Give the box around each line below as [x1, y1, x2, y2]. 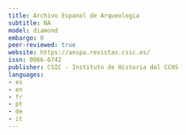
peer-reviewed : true [8, 41, 77, 49]
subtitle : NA [8, 19, 51, 27]
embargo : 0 [8, 33, 44, 42]
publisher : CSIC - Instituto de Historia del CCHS [8, 64, 179, 71]
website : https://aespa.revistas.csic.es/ [8, 48, 150, 56]
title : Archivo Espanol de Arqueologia [8, 11, 140, 20]
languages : [8, 71, 44, 79]
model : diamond [8, 26, 59, 34]
